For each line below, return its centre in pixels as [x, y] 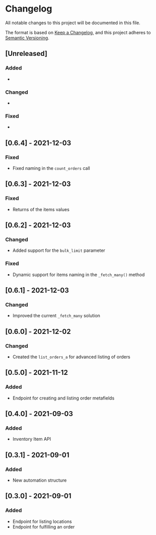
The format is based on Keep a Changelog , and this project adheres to [78, 32]
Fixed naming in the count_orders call [51, 168]
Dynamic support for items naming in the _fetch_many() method [79, 275]
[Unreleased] [26, 54]
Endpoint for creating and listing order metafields [63, 398]
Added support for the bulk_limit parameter [59, 250]
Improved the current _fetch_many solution [56, 316]
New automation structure [40, 480]
